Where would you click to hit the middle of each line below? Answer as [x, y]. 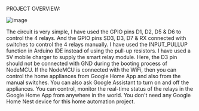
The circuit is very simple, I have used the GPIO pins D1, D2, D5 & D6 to [94, 32]
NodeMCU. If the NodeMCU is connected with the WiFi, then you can [91, 70]
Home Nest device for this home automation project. [71, 101]
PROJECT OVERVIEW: [33, 9]
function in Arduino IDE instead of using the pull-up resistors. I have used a [99, 51]
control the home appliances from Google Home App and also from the [94, 76]
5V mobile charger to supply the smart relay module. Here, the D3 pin [92, 57]
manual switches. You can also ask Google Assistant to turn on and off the [98, 82]
